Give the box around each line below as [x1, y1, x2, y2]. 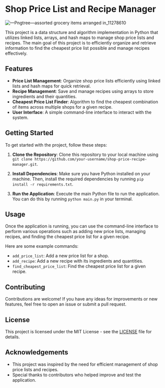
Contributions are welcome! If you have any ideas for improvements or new [5, 296, 158, 302]
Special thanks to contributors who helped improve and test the [12, 372, 141, 378]
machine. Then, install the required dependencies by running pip [12, 176, 144, 182]
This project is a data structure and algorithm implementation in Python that [5, 29, 159, 35]
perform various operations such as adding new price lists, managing [5, 229, 146, 234]
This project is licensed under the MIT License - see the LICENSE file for [5, 329, 152, 334]
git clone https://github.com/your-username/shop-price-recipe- [12, 156, 147, 161]
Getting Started [5, 129, 54, 137]
